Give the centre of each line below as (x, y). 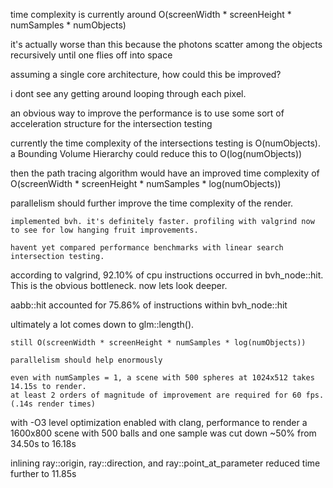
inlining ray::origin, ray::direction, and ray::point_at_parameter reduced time (165, 463)
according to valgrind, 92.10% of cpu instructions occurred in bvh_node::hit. (167, 275)
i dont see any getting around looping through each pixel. (128, 93)
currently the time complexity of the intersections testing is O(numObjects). (165, 143)
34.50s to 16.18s (43, 443)
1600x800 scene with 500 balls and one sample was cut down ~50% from (163, 433)
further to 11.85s (43, 473)
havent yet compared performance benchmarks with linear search (147, 248)
